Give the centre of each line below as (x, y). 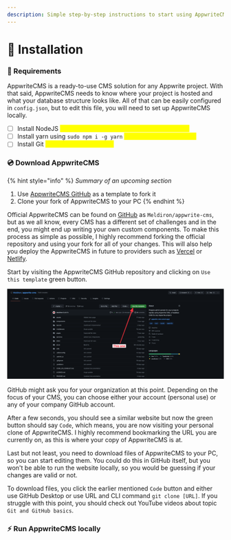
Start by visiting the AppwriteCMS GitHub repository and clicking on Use (109, 271)
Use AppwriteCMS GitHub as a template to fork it (86, 194)
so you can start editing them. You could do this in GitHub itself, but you (109, 460)
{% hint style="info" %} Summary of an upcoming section (89, 180)
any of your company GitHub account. (61, 404)
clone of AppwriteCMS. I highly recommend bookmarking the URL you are (112, 432)
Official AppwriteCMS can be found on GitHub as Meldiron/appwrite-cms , (111, 214)
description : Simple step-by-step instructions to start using (100, 14)
